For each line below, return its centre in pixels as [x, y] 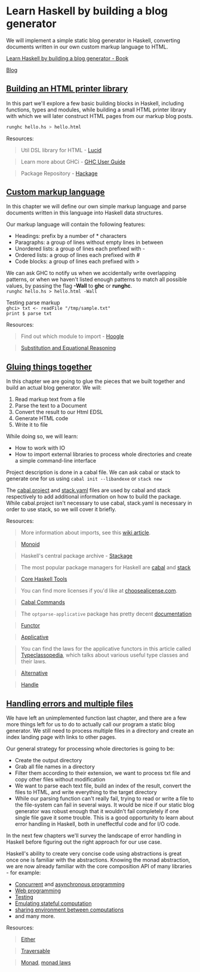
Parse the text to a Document [51, 406]
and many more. [35, 916]
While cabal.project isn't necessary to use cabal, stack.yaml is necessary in [99, 503]
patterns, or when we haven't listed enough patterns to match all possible [97, 279]
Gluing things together [49, 367]
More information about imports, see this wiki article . [86, 533]
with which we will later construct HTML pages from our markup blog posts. [100, 116]
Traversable [36, 951]
